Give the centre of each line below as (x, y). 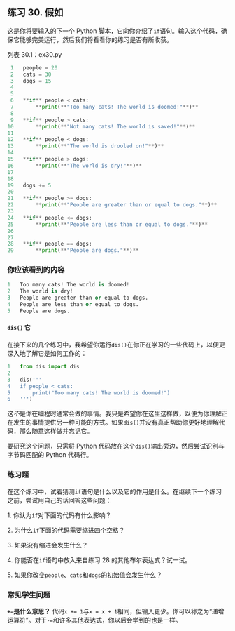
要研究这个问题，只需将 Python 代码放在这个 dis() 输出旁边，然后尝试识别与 (116, 446)
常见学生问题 (29, 595)
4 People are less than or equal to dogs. (73, 305)
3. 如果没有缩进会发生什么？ (48, 545)
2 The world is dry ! (40, 291)
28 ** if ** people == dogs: (50, 244)
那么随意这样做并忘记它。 (56, 431)
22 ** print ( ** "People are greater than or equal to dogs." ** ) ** (112, 205)
